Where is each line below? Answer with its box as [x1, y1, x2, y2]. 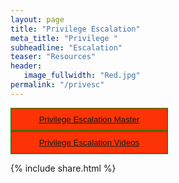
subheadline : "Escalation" [10, 42, 123, 53]
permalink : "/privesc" [10, 80, 105, 90]
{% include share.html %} [10, 162, 117, 174]
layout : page [10, 14, 65, 25]
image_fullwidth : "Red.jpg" [23, 71, 141, 81]
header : [10, 61, 43, 71]
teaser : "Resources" [10, 52, 97, 62]
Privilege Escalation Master [38, 114, 140, 125]
